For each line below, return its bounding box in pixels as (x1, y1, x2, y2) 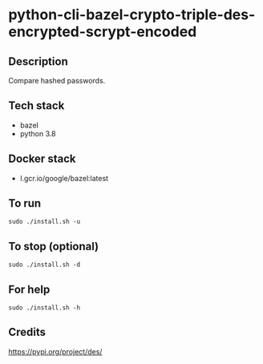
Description (8, 55, 68, 68)
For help (8, 282, 51, 296)
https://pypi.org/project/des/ (8, 346, 103, 356)
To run (8, 196, 42, 210)
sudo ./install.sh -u (8, 218, 81, 226)
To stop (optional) (8, 239, 99, 253)
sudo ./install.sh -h (8, 304, 81, 312)
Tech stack (8, 99, 65, 113)
